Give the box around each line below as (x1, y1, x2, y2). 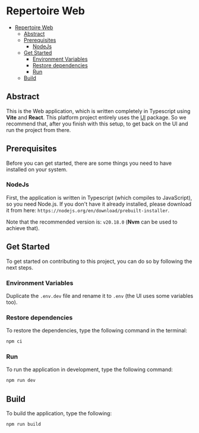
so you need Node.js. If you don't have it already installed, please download (6, 200, 192, 208)
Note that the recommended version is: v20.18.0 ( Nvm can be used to (6, 218, 178, 225)
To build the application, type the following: (6, 410, 112, 417)
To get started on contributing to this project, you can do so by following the (6, 258, 192, 265)
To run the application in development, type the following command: (6, 366, 173, 373)
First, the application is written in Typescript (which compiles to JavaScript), (6, 194, 192, 201)
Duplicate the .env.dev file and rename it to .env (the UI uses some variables (6, 292, 194, 299)
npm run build (6, 421, 42, 428)
